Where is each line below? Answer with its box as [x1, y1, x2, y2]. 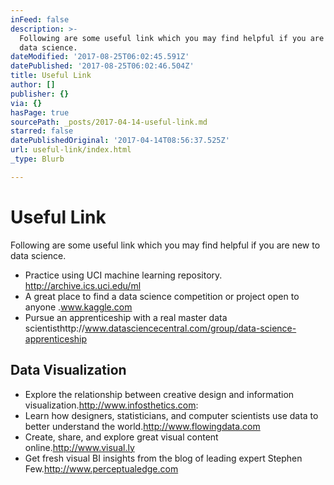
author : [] [10, 80, 56, 90]
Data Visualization [10, 362, 127, 379]
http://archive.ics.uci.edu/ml [24, 279, 142, 291]
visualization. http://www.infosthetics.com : [24, 399, 199, 411]
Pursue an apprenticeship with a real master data [24, 311, 228, 323]
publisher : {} [10, 89, 70, 99]
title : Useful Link [10, 71, 92, 81]
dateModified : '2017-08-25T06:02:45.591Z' [10, 52, 190, 62]
